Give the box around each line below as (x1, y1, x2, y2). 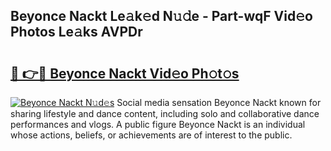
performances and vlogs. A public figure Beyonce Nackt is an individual (10, 119, 306, 130)
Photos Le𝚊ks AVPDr (10, 24, 143, 41)
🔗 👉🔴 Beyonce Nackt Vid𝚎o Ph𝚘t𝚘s (10, 65, 240, 82)
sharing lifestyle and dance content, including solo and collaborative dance (10, 108, 320, 119)
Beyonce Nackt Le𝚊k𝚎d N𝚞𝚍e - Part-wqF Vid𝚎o (10, 8, 313, 25)
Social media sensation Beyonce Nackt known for (116, 97, 322, 108)
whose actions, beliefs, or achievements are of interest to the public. (10, 129, 293, 141)
